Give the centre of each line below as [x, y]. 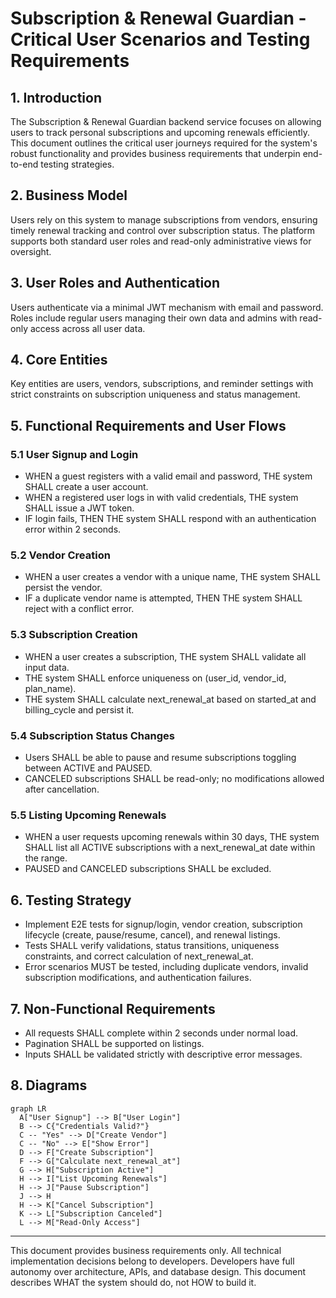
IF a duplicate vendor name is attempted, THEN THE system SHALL [163, 598]
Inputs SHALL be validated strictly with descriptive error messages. [163, 1054]
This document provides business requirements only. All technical [146, 1250]
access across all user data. [87, 328]
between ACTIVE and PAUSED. [88, 768]
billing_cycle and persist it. [79, 709]
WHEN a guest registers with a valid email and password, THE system [168, 476]
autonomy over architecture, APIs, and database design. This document [158, 1271]
